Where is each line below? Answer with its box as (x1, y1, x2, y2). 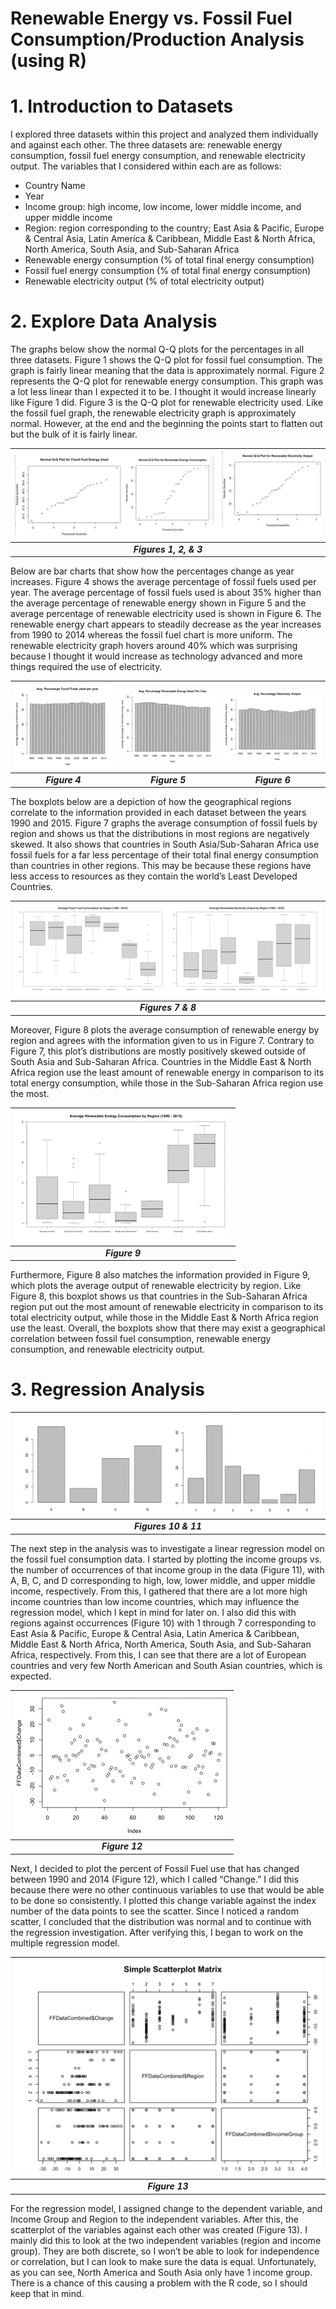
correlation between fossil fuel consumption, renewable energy (10, 1333, 272, 1345)
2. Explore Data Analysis (10, 310, 218, 333)
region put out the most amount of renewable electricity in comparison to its (10, 1301, 324, 1313)
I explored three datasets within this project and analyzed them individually (10, 128, 319, 141)
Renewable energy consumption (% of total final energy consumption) (24, 254, 315, 266)
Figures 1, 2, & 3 (133, 543, 203, 555)
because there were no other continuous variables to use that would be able (10, 1883, 325, 1896)
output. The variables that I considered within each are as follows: (10, 160, 282, 172)
